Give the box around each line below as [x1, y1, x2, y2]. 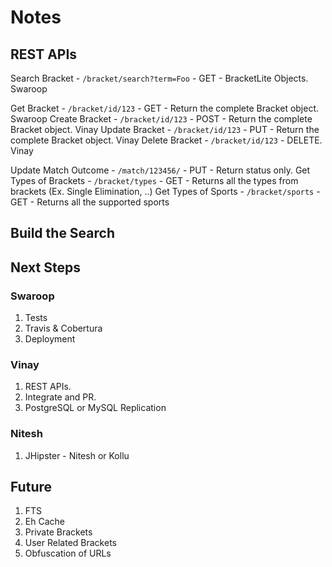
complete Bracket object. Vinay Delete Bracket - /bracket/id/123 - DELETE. [10, 134, 323, 146]
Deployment [24, 333, 76, 345]
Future [10, 479, 53, 496]
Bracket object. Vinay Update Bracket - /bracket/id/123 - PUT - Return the [10, 124, 320, 135]
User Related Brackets [24, 537, 117, 549]
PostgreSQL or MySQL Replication [24, 402, 167, 414]
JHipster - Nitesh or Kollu [24, 449, 130, 461]
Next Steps [10, 259, 81, 276]
